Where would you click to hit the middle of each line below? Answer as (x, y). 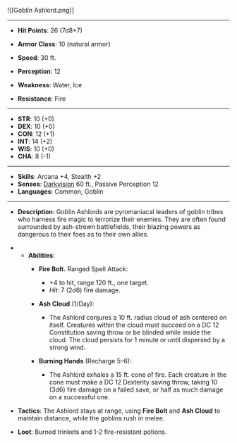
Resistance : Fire (42, 99)
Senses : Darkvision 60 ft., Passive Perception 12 (88, 184)
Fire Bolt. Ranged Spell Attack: (83, 269)
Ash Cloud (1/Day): (66, 304)
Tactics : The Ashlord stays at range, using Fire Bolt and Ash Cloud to (119, 411)
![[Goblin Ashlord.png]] (41, 10)
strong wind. (67, 347)
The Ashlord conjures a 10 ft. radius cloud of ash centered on (138, 317)
